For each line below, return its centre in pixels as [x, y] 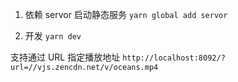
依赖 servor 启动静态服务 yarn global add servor [126, 14]
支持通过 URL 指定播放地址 [65, 57]
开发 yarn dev [53, 36]
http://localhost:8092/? [174, 58]
